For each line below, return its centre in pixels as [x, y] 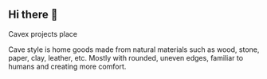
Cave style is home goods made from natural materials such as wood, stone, [134, 49]
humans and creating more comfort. [67, 66]
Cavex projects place [43, 34]
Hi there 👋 [33, 15]
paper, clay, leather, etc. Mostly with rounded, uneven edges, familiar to [126, 57]
